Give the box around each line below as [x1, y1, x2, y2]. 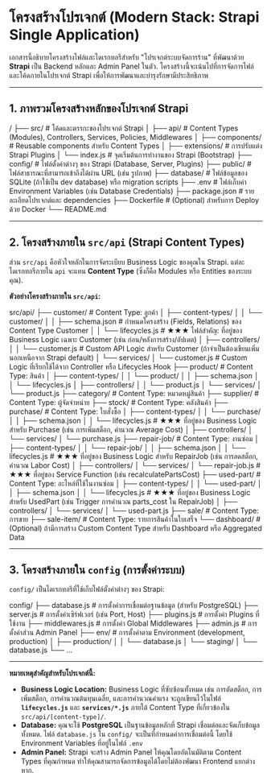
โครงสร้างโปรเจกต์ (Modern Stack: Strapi [9, 8, 260, 27]
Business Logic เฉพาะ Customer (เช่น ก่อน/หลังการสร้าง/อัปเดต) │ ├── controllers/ [9, 334, 261, 344]
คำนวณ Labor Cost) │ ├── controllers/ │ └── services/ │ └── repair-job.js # [9, 460, 261, 470]
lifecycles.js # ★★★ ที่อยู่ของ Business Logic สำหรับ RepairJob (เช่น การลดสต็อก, [9, 451, 258, 461]
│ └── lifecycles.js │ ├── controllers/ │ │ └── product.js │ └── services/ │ [9, 379, 262, 390]
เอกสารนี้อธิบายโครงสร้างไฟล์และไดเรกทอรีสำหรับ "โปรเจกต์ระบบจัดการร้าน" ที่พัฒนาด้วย [9, 52, 244, 62]
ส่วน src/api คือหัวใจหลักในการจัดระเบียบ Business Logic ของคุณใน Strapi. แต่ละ [9, 257, 245, 267]
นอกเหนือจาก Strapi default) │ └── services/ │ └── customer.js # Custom [9, 353, 248, 362]
